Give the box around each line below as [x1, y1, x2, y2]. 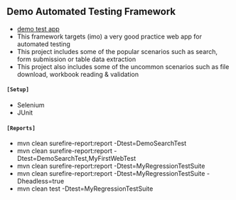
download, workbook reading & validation [16, 70, 139, 78]
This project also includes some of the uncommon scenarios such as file [16, 62, 230, 70]
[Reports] [6, 125, 36, 132]
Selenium [16, 101, 45, 110]
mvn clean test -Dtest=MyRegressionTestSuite [16, 184, 154, 193]
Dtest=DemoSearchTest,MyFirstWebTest [16, 154, 136, 163]
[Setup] [6, 86, 30, 93]
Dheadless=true [16, 177, 65, 186]
